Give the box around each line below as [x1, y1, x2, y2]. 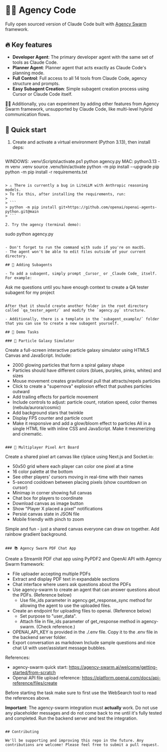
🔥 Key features [5, 41, 52, 49]
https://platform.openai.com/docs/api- [81, 675, 161, 681]
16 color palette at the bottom [12, 468, 73, 474]
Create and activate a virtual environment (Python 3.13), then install [12, 139, 151, 145]
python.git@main [5, 209, 39, 214]
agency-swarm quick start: [12, 664, 68, 670]
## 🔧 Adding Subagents [5, 262, 52, 267]
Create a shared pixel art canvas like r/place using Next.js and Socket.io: [5, 453, 154, 459]
